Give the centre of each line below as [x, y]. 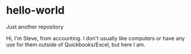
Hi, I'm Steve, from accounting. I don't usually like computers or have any [95, 38]
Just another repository [35, 27]
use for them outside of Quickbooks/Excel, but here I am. [76, 45]
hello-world [36, 10]
